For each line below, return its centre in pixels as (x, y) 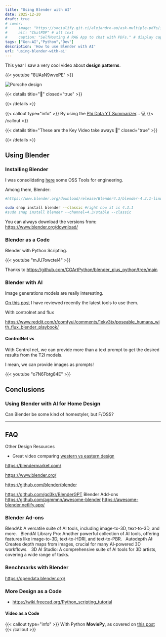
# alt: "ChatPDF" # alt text (40, 33)
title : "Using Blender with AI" (38, 10)
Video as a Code (22, 613)
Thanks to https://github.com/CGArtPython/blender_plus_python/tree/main (82, 270)
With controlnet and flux (30, 313)
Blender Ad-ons (24, 518)
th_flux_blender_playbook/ (32, 327)
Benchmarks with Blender (37, 568)
